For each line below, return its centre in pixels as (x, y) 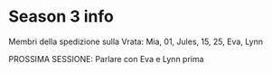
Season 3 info (61, 17)
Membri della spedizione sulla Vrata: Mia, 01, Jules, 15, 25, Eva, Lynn (136, 41)
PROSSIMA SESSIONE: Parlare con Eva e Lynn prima (106, 59)
